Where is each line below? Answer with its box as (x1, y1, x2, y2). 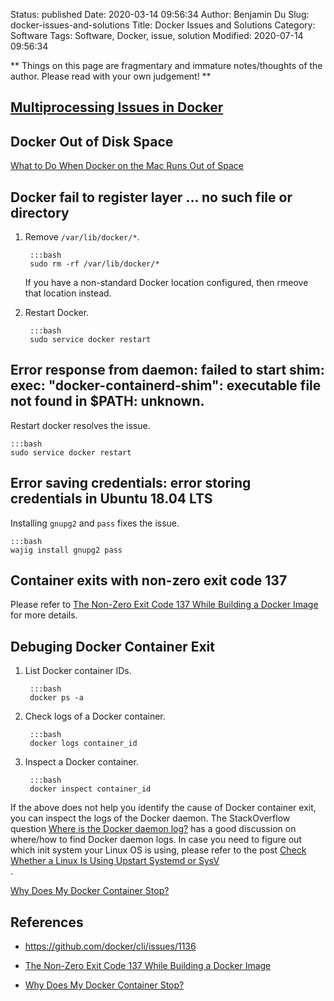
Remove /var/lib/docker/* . (24, 231, 140, 243)
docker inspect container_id (29, 784, 152, 794)
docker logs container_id (29, 739, 138, 749)
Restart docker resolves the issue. (10, 419, 151, 431)
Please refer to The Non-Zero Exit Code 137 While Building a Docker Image (10, 599, 319, 611)
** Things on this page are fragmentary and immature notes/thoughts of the (10, 60, 323, 71)
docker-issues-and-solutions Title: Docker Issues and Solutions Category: (10, 19, 316, 31)
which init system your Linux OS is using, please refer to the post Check (10, 844, 307, 856)
